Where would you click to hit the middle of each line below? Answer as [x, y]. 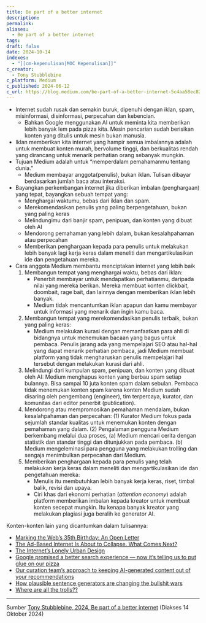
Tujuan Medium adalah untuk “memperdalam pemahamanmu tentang [102, 161]
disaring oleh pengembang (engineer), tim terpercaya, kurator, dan [109, 396]
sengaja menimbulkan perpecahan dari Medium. [86, 455]
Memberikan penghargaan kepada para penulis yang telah [98, 462]
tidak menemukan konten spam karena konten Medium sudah [102, 390]
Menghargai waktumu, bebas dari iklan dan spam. [87, 201]
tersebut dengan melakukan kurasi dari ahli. [89, 363]
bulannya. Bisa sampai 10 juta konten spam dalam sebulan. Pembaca [111, 383]
